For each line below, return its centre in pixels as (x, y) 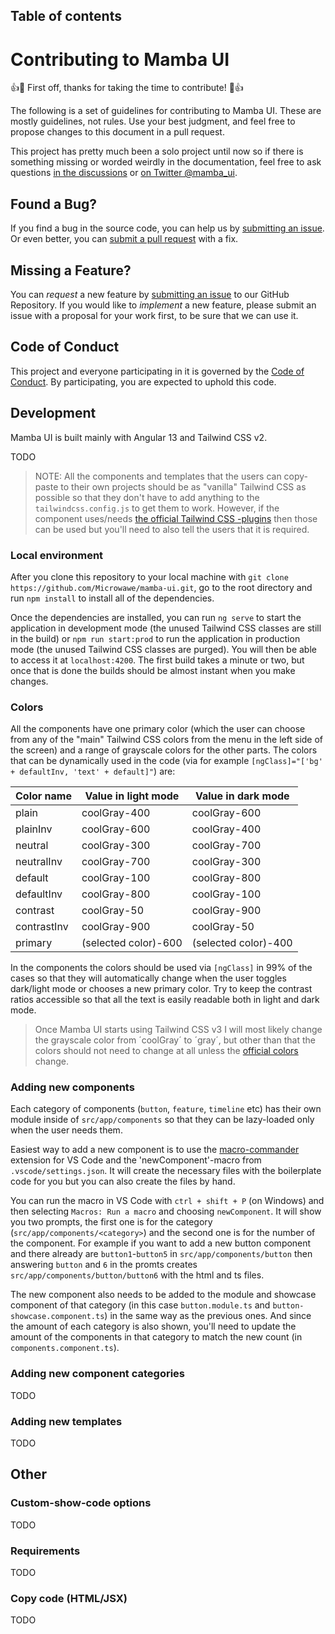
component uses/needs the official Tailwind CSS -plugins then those (176, 518)
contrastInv (42, 927)
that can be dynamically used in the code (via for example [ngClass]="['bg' (166, 761)
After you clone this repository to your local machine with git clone (149, 576)
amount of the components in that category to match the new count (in (156, 1337)
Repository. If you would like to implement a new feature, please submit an (163, 305)
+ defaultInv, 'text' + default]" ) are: (93, 771)
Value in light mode (132, 796)
